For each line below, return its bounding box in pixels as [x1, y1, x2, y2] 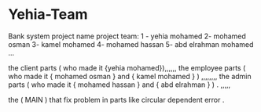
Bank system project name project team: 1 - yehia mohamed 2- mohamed [8, 31, 246, 41]
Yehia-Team [8, 5, 88, 23]
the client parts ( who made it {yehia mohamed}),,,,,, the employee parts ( [8, 63, 246, 72]
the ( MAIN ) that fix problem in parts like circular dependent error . [8, 95, 225, 104]
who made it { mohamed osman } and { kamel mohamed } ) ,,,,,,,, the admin [8, 71, 252, 81]
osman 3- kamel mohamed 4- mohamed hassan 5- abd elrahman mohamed [8, 39, 254, 49]
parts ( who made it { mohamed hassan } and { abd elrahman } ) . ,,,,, [8, 80, 231, 89]
